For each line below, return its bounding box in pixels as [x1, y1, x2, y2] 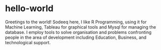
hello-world [5, 3, 54, 14]
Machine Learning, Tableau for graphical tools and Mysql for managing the [5, 24, 156, 30]
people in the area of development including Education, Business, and [5, 34, 147, 40]
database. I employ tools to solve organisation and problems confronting [5, 29, 152, 35]
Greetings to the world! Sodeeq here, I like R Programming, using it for [5, 19, 147, 25]
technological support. [5, 39, 51, 45]
